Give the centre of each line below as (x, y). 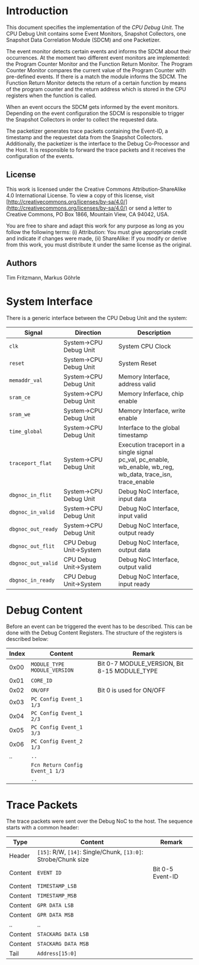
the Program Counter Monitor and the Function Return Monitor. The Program (99, 64)
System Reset (137, 363)
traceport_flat (31, 463)
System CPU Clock (145, 346)
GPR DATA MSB (55, 915)
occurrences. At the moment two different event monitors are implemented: (98, 57)
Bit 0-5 (163, 869)
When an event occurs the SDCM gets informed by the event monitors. (93, 107)
